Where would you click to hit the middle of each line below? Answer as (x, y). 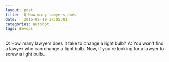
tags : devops (19, 29)
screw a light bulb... (26, 54)
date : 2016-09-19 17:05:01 (36, 19)
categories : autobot (27, 24)
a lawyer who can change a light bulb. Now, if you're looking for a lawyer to (85, 49)
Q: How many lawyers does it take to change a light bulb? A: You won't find (84, 43)
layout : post (19, 10)
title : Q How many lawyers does (41, 15)
